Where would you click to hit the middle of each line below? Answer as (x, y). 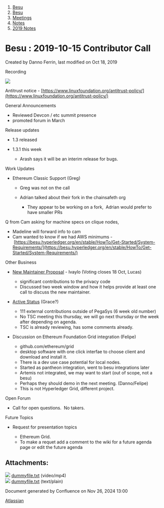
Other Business (21, 262)
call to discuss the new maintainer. (55, 292)
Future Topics (19, 417)
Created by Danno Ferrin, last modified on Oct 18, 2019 (61, 62)
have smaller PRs (45, 212)
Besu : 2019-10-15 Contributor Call (78, 48)
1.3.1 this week (27, 149)
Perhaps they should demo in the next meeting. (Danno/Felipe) (84, 383)
